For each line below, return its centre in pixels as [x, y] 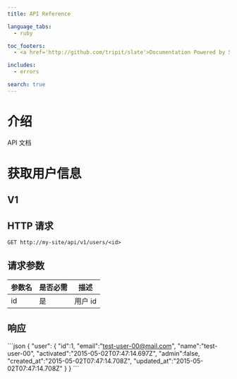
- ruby [23, 33]
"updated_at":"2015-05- [168, 361]
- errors [26, 72]
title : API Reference [39, 14]
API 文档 [19, 143]
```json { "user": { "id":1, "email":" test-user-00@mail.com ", [92, 346]
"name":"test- [197, 346]
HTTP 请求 [31, 225]
